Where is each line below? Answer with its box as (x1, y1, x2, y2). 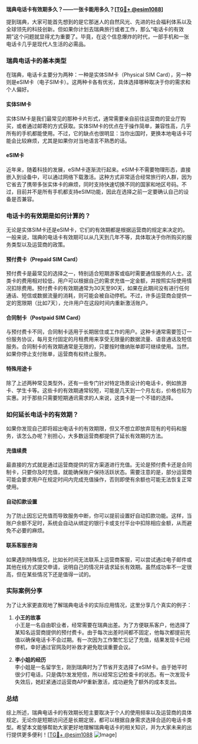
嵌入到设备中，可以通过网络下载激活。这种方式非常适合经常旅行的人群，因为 (6, 173, 192, 180)
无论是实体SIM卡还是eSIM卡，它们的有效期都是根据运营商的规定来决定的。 (6, 226, 188, 233)
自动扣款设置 (6, 498, 37, 505)
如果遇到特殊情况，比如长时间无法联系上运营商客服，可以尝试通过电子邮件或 (6, 555, 192, 563)
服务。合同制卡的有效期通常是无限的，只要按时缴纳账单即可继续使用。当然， (6, 343, 192, 350)
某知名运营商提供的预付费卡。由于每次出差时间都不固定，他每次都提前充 (14, 629, 190, 636)
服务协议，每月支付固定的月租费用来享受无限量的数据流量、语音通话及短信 (11, 336, 192, 343)
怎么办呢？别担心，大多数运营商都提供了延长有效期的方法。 (21, 432, 166, 439)
